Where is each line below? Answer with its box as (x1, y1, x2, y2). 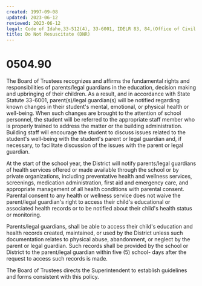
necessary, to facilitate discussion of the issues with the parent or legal (6, 141, 183, 149)
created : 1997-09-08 (6, 8, 59, 15)
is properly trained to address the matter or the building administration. (6, 122, 183, 130)
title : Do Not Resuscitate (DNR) (6, 31, 91, 37)
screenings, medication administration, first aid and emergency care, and (6, 179, 189, 186)
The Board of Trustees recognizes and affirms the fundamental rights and (6, 77, 190, 85)
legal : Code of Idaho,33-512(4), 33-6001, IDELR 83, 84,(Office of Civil (6, 25, 197, 32)
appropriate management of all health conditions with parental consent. (6, 186, 184, 193)
